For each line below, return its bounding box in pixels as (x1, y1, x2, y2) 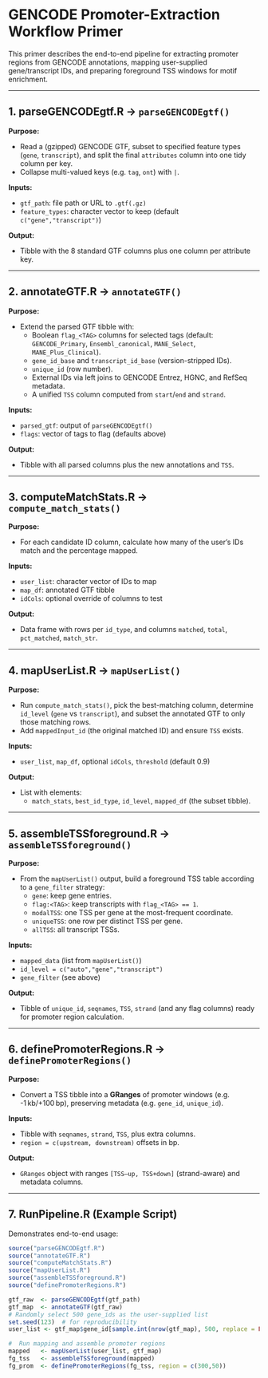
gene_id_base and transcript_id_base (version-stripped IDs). (31, 355, 232, 365)
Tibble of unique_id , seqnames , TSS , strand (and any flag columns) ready (19, 1004, 255, 1013)
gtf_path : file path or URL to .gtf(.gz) (19, 198, 147, 207)
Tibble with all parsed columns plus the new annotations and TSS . (19, 460, 235, 469)
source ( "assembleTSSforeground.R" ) (8, 1274, 127, 1282)
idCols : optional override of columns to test (19, 594, 164, 603)
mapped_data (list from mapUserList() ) (19, 956, 142, 965)
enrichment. (8, 74, 48, 84)
